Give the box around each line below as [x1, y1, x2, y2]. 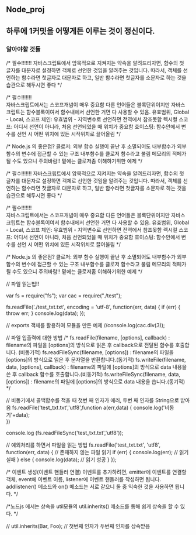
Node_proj [6, 5, 45, 15]
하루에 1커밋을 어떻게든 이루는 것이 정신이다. [6, 26, 156, 36]
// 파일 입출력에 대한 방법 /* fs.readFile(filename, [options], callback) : [6, 334, 170, 341]
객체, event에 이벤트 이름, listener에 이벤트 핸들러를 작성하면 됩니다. [6, 476, 162, 483]
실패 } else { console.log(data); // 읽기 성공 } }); [6, 456, 117, 463]
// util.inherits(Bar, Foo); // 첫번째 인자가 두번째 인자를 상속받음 [6, 523, 150, 530]
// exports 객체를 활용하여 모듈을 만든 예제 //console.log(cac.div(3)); [6, 322, 165, 329]
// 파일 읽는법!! [6, 280, 40, 287]
